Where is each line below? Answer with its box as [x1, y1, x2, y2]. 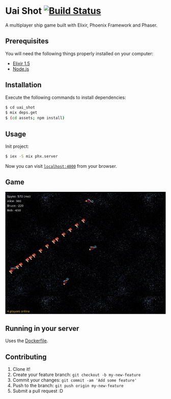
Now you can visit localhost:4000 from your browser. [5, 163, 117, 169]
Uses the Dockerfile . [5, 338, 48, 344]
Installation [5, 81, 42, 90]
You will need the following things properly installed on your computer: [5, 50, 154, 56]
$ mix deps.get [5, 110, 38, 115]
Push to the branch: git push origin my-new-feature [12, 383, 124, 389]
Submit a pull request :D [12, 388, 64, 394]
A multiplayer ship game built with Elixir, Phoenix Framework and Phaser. [5, 22, 158, 28]
